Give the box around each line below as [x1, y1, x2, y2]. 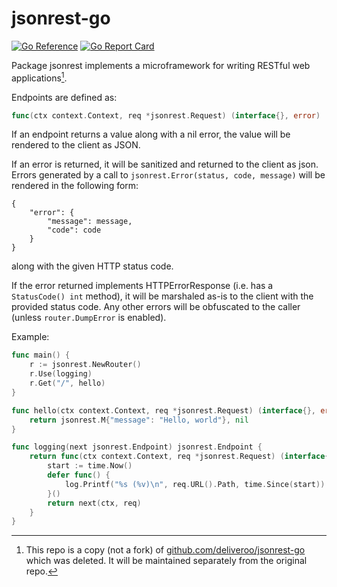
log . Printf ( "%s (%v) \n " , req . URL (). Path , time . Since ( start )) [64, 479, 326, 489]
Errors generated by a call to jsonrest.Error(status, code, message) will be [11, 169, 326, 181]
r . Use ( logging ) [29, 369, 93, 379]
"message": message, [47, 217, 133, 227]
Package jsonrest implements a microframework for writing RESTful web [11, 59, 311, 71]
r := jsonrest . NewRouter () [29, 360, 142, 370]
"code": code [47, 225, 102, 236]
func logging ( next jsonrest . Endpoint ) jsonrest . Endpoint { [11, 442, 263, 452]
